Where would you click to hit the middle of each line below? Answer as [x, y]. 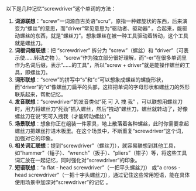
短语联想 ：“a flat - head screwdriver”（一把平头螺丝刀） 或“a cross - [97, 168]
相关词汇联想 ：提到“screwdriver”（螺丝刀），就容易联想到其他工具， [97, 146]
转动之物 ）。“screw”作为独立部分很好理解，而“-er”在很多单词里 [110, 58]
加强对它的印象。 [35, 138]
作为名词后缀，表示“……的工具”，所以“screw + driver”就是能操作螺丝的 [100, 65]
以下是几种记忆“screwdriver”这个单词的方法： [61, 8]
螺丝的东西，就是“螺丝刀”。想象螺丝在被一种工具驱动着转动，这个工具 [104, 36]
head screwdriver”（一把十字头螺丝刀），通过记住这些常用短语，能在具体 [102, 175]
